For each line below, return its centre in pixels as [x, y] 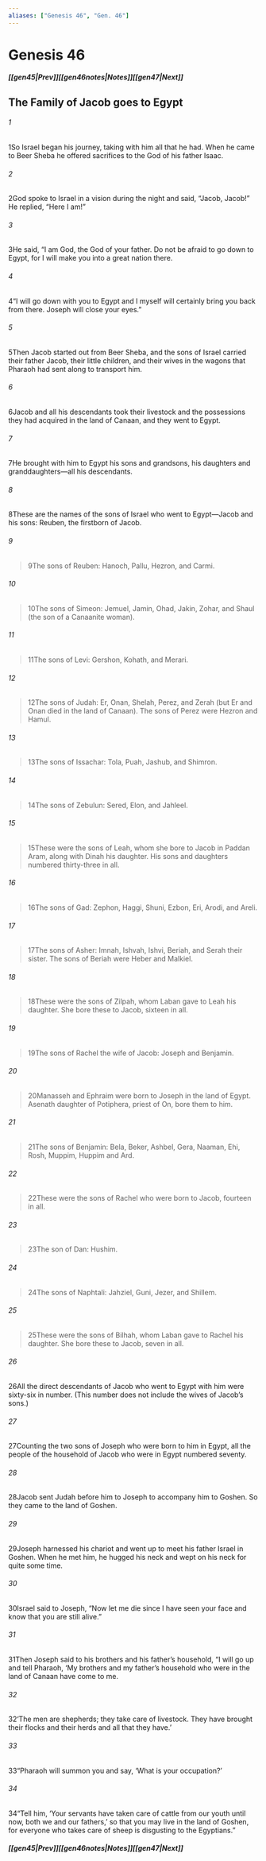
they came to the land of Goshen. [63, 1506]
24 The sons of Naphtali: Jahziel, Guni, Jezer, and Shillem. [122, 1292]
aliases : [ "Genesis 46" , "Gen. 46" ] [69, 15]
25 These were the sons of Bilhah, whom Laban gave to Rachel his [135, 1335]
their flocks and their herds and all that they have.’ [90, 1728]
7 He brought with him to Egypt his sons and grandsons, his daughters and [129, 463]
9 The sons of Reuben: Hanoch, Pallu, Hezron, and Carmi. [121, 566]
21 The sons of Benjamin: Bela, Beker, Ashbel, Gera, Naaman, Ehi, [134, 1147]
